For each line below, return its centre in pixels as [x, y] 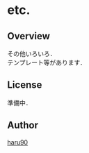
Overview [29, 36]
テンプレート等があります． [47, 62]
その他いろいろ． [32, 54]
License [25, 85]
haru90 [18, 142]
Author [23, 125]
